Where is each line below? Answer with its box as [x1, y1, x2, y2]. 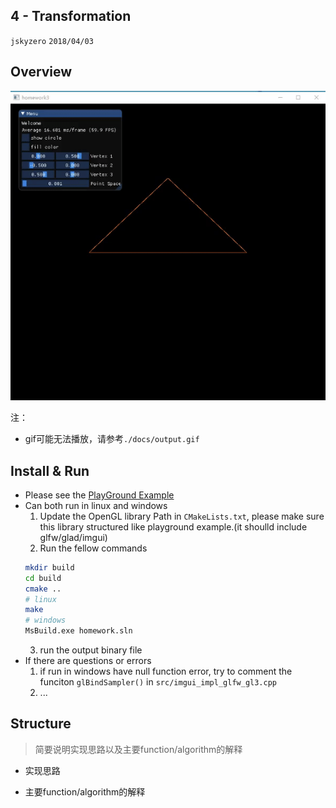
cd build [24, 573, 62, 583]
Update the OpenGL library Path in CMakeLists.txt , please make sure [39, 510, 325, 522]
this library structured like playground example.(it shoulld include [39, 520, 308, 533]
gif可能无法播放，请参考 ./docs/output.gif [24, 433, 200, 445]
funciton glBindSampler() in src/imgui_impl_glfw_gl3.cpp [39, 676, 277, 688]
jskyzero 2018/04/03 [10, 36, 94, 46]
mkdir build [24, 562, 75, 573]
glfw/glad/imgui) [39, 531, 108, 543]
